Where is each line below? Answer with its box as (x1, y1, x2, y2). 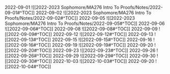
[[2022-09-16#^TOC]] (5, 42, 51, 48)
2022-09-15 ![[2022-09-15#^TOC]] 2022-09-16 (52, 36, 152, 43)
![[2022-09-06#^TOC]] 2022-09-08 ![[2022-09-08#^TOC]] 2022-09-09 (5, 26, 158, 32)
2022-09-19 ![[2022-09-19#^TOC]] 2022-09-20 (52, 42, 154, 48)
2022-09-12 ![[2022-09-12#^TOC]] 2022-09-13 (52, 31, 154, 37)
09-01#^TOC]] (5, 10, 35, 16)
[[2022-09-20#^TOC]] (5, 48, 52, 53)
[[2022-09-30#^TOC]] (5, 58, 52, 64)
